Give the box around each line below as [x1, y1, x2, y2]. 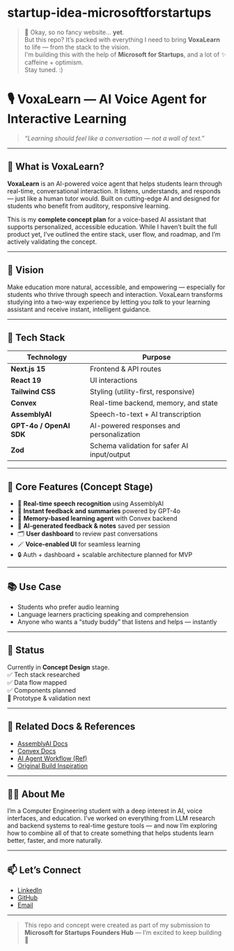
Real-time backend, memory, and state [89, 398, 218, 408]
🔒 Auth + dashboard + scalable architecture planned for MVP [17, 550, 193, 559]
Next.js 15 [10, 364, 46, 374]
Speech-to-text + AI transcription [89, 410, 201, 420]
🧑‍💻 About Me [7, 788, 65, 800]
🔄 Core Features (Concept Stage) [7, 480, 153, 493]
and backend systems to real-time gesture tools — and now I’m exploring [7, 822, 217, 830]
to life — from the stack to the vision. [24, 43, 130, 51]
